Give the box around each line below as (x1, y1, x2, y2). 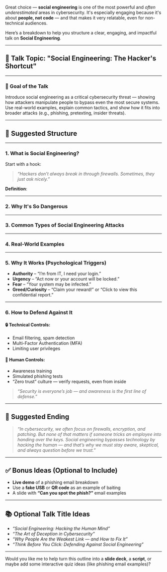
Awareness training (12, 368, 52, 374)
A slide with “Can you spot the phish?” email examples (12, 490, 127, 496)
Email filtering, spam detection (12, 334, 75, 341)
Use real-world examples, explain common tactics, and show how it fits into (5, 105, 160, 111)
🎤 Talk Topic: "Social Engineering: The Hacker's (5, 54, 157, 63)
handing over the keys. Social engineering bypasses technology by (17, 436, 156, 442)
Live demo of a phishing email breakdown (12, 479, 98, 486)
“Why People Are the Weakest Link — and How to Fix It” (12, 536, 128, 542)
